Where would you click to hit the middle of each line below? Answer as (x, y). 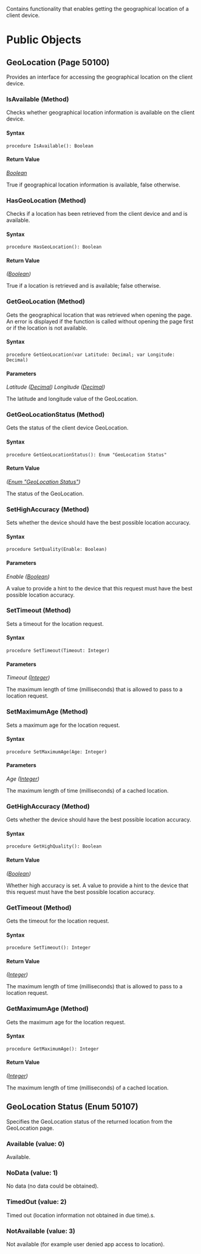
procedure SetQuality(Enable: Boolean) (57, 550)
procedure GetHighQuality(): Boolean (54, 846)
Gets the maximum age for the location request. (66, 1022)
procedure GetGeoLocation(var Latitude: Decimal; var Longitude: (90, 355)
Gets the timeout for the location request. (58, 921)
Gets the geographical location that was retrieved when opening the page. (99, 315)
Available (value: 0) (36, 1144)
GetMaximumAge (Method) (48, 1009)
